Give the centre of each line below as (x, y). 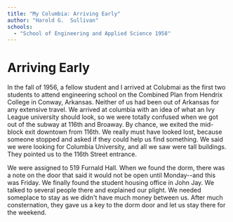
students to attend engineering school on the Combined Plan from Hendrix (115, 95)
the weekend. (27, 213)
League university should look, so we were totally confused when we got (113, 117)
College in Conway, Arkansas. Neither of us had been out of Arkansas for (113, 102)
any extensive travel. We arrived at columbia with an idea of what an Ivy (111, 110)
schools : (20, 27)
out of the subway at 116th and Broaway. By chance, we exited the (103, 125)
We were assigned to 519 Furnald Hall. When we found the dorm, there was (116, 168)
